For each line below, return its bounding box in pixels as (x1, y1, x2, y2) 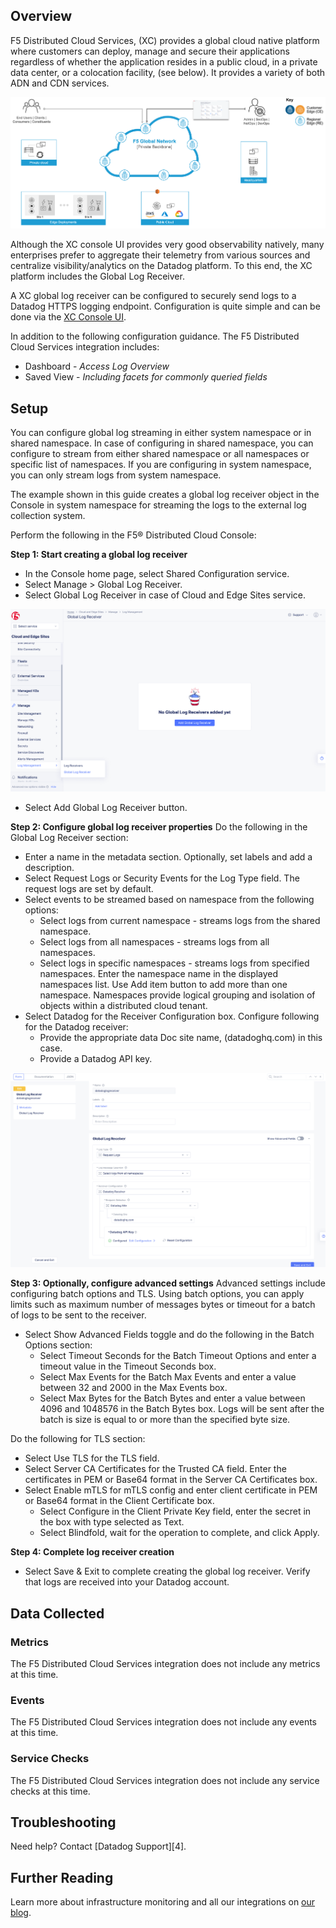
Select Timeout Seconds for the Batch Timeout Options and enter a (39, 1350, 317, 1362)
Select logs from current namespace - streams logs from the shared (39, 914, 321, 926)
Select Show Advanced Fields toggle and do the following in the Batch (24, 1329, 315, 1341)
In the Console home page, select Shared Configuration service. (24, 567, 290, 579)
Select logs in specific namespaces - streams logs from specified (39, 957, 310, 969)
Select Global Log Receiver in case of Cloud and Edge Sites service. (24, 589, 306, 601)
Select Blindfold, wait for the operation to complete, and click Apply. (39, 1527, 320, 1539)
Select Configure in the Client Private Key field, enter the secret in (39, 1505, 312, 1518)
